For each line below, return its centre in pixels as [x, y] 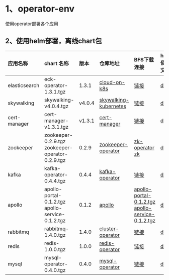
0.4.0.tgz [55, 270]
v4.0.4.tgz [57, 106]
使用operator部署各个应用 [32, 24]
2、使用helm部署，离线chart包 [54, 41]
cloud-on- [112, 82]
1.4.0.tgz [55, 235]
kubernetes [113, 106]
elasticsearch [24, 85]
